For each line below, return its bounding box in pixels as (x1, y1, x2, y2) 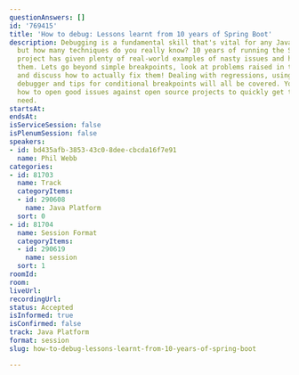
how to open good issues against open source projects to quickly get (17, 87, 285, 96)
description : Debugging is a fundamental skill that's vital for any (9, 37, 273, 47)
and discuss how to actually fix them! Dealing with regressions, (17, 71, 269, 80)
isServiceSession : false (9, 121, 101, 130)
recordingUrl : (9, 295, 62, 304)
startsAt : (9, 104, 46, 113)
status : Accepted (9, 303, 74, 312)
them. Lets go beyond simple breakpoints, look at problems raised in (17, 63, 285, 72)
